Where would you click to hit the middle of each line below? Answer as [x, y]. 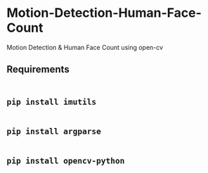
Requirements [38, 69]
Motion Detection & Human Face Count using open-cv [85, 47]
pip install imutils [52, 102]
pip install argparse [54, 131]
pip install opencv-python [66, 161]
